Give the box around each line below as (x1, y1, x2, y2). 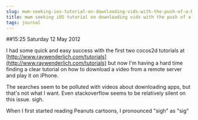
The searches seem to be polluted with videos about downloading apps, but (6, 84, 191, 91)
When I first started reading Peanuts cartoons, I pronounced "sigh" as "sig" (6, 107, 189, 115)
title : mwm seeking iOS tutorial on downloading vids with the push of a (6, 14, 192, 20)
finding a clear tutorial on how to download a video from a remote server (6, 66, 182, 73)
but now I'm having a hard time (108, 59, 183, 66)
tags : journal (6, 19, 41, 25)
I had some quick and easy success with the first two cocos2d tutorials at (6, 47, 185, 54)
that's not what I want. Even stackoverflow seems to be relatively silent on (6, 89, 186, 97)
